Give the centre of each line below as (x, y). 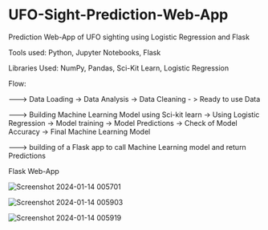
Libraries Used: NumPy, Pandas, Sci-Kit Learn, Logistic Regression (119, 68)
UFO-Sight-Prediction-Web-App (118, 15)
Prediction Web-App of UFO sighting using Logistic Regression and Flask (129, 37)
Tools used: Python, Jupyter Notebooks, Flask (85, 52)
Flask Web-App (34, 171)
